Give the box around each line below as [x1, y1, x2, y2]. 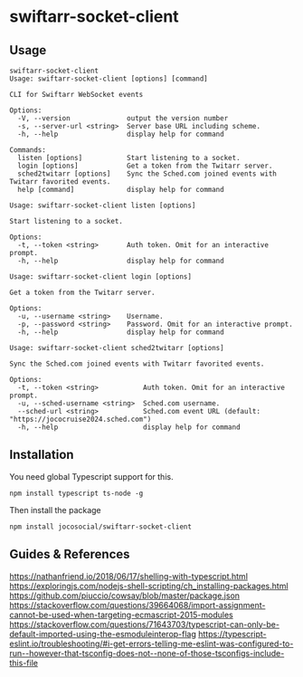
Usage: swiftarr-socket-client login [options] [9, 272, 193, 281]
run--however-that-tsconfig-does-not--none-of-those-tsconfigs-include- [9, 647, 285, 658]
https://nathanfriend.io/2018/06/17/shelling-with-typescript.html [9, 570, 249, 581]
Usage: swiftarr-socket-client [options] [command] [9, 74, 208, 83]
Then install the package [9, 504, 101, 515]
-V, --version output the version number [17, 114, 229, 123]
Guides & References [9, 547, 130, 562]
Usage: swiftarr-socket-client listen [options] [9, 201, 196, 210]
